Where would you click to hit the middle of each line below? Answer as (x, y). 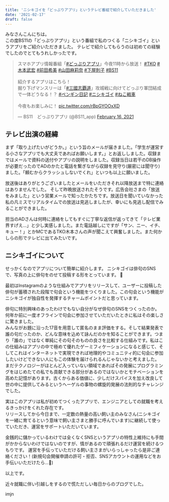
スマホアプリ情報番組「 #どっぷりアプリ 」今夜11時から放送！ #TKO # (89, 64)
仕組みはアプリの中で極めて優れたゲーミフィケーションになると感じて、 (84, 347)
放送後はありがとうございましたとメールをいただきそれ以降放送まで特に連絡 (84, 183)
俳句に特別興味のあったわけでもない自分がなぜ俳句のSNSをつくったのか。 (82, 309)
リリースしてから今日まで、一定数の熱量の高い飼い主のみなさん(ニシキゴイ (83, 414)
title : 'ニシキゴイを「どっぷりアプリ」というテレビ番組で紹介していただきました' (81, 10)
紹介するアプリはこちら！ (44, 82)
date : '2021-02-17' (26, 15)
